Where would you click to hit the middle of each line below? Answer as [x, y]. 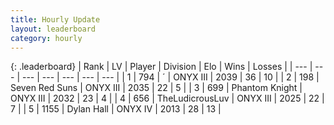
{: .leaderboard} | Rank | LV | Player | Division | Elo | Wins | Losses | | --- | [161, 67]
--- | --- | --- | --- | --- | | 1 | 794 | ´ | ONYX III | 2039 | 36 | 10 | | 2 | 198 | [170, 77]
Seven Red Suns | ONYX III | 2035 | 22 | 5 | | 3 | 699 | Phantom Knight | [156, 88]
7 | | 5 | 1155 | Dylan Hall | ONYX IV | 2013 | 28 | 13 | [116, 109]
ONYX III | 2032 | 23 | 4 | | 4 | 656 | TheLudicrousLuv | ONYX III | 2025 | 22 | [167, 98]
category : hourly [46, 38]
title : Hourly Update [55, 19]
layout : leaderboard [53, 29]
